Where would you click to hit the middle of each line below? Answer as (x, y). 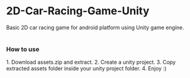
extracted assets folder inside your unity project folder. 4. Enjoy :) (86, 68)
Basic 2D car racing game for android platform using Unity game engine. (95, 27)
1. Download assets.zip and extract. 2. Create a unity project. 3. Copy (91, 62)
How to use (23, 49)
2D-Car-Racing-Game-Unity (78, 11)
